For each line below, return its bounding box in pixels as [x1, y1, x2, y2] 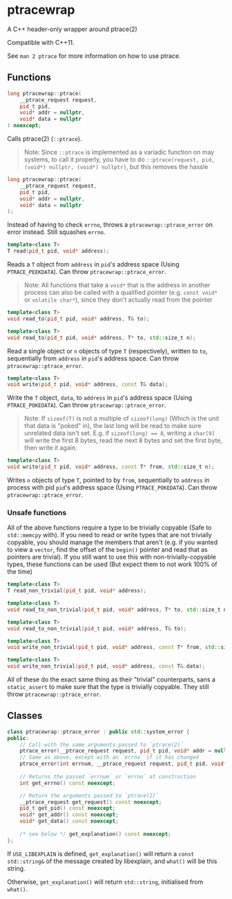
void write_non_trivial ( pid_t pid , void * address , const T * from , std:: [7, 644, 221, 651]
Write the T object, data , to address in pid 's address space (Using [7, 394, 193, 402]
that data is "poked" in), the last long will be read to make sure [23, 422, 202, 430]
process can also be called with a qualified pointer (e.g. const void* [23, 289, 218, 296]
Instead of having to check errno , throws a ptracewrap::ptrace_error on [7, 220, 213, 229]
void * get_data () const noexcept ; [19, 818, 119, 825]
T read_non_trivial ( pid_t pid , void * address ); [7, 588, 147, 594]
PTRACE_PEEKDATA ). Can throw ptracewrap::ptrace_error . [7, 268, 167, 275]
